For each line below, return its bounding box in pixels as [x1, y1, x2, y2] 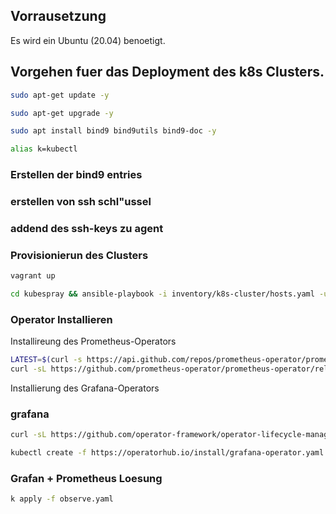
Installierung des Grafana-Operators [10, 382, 160, 394]
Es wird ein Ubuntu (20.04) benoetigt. [10, 34, 166, 46]
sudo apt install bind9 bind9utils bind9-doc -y [10, 126, 217, 136]
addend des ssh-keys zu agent [10, 221, 164, 235]
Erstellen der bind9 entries [10, 168, 143, 182]
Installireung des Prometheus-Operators [10, 335, 177, 348]
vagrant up [10, 271, 56, 281]
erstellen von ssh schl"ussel [10, 194, 152, 208]
